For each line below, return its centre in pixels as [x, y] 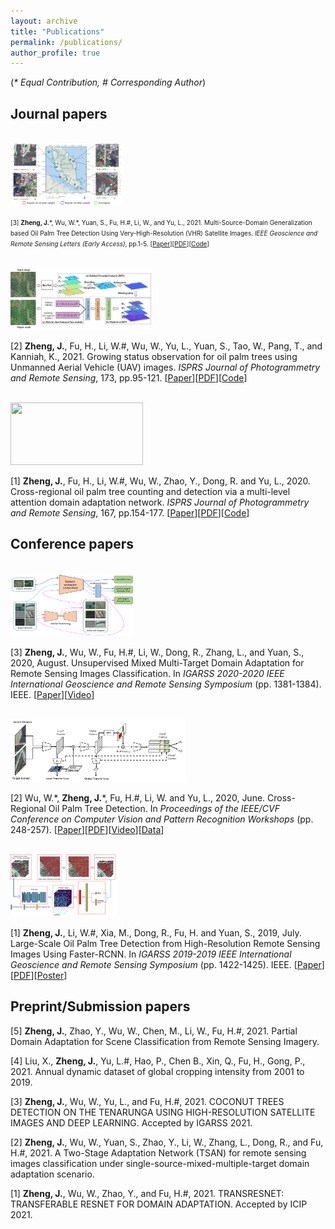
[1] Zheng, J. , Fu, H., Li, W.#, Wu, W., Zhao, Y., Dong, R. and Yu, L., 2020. [161, 481]
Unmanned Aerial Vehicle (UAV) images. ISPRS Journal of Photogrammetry [165, 367]
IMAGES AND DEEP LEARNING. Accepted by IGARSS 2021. [131, 1122]
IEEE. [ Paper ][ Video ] [52, 694]
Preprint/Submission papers [100, 1006]
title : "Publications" [57, 31]
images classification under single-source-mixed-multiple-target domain [160, 1163]
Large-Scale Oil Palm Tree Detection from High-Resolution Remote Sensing [165, 943]
